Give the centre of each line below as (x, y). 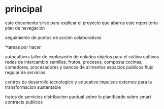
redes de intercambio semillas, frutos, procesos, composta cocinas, (74, 62)
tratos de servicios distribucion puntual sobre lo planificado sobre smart (78, 97)
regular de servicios (25, 72)
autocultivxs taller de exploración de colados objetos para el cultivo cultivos (82, 56)
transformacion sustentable (33, 87)
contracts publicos (24, 102)
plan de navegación (25, 28)
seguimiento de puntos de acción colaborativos (53, 37)
